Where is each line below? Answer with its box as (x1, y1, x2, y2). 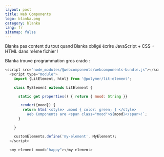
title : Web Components (5, 12, 51, 17)
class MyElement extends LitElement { (14, 85, 93, 90)
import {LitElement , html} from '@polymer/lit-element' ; (14, 76, 132, 81)
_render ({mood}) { (18, 103, 56, 108)
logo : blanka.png (5, 16, 41, 21)
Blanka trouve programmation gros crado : (5, 58, 90, 63)
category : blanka (5, 20, 41, 26)
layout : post (5, 7, 32, 12)
